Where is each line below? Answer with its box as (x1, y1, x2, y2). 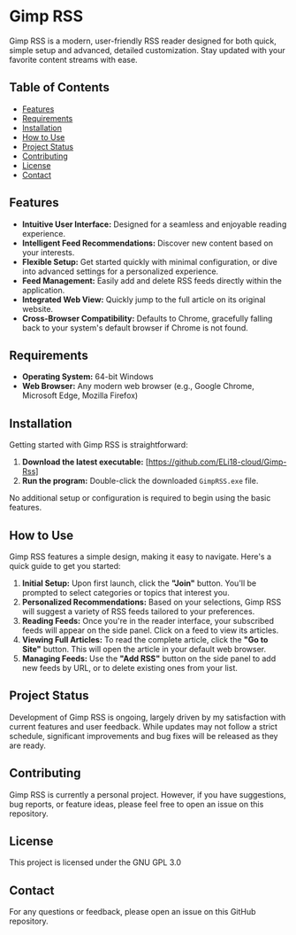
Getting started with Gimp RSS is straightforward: (9, 440, 188, 450)
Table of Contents (9, 80, 110, 95)
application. (21, 284, 65, 295)
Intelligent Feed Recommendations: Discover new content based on (21, 238, 274, 248)
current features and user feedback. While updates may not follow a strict (9, 721, 278, 732)
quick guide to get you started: (9, 561, 121, 571)
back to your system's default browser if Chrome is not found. (21, 322, 249, 333)
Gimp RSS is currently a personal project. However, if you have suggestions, (9, 789, 287, 799)
